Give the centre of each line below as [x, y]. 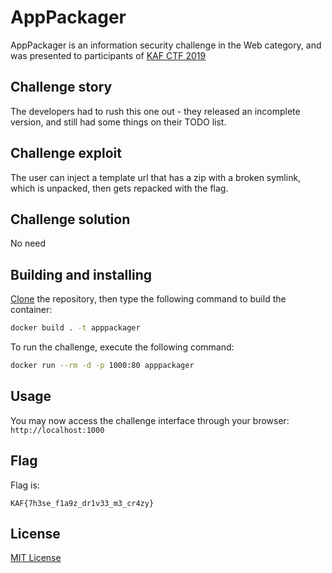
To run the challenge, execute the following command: [122, 347]
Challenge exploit [66, 153]
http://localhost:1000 [57, 430]
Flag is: [25, 485]
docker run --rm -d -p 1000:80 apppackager [102, 366]
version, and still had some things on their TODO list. [118, 122]
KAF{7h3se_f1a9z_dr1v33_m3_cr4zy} [82, 503]
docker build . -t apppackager [75, 328]
